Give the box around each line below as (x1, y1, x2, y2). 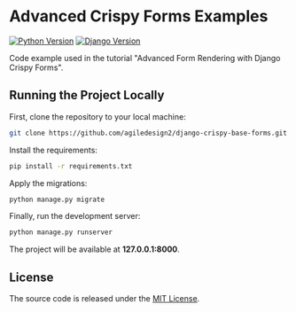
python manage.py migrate (9, 195, 105, 204)
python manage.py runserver (9, 228, 113, 237)
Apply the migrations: (9, 177, 88, 188)
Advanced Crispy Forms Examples (9, 6, 269, 27)
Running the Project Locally (9, 88, 165, 103)
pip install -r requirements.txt (9, 161, 133, 170)
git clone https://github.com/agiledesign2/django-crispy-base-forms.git (9, 129, 288, 137)
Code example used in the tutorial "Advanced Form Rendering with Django (9, 52, 281, 63)
